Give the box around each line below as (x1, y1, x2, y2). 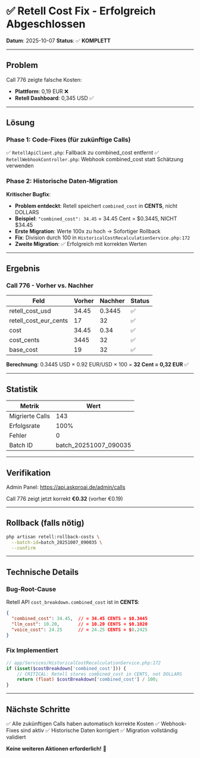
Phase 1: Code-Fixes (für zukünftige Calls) (6, 135, 131, 144)
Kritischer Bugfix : (6, 190, 51, 198)
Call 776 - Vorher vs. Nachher (6, 282, 94, 290)
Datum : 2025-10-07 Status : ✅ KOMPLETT (6, 37, 111, 44)
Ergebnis (6, 264, 40, 274)
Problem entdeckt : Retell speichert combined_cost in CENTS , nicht (14, 202, 177, 209)
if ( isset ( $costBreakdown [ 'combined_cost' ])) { (6, 665, 127, 671)
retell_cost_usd (9, 307, 51, 315)
